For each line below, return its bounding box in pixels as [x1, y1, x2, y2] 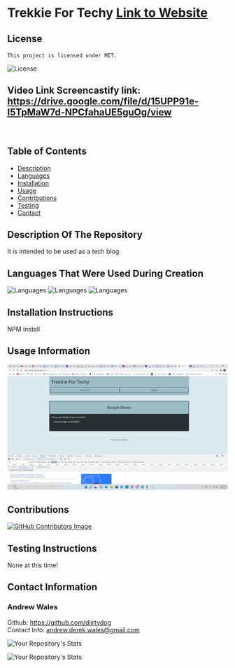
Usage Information [7, 345, 91, 357]
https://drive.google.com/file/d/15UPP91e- [7, 96, 199, 108]
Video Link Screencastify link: [7, 85, 141, 97]
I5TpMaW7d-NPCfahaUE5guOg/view [7, 106, 172, 118]
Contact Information [7, 581, 98, 593]
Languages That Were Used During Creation [7, 267, 204, 279]
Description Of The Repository [7, 229, 143, 241]
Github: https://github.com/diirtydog [7, 618, 112, 627]
